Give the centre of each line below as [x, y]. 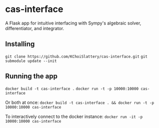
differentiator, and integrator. [34, 28]
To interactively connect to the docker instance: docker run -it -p [74, 116]
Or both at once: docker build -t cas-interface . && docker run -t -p [79, 102]
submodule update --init [31, 61]
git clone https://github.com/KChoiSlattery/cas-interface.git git [76, 56]
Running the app [31, 76]
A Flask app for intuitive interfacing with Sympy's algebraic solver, [73, 23]
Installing [20, 44]
